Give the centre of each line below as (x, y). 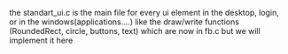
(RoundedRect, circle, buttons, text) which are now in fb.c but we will (135, 31)
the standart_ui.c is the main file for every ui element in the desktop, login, (144, 13)
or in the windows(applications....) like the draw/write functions (124, 22)
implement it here (41, 40)
